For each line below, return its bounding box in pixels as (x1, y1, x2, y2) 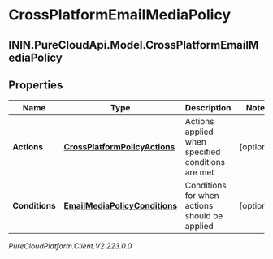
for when (184, 190, 219, 201)
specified (184, 146, 221, 158)
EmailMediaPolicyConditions (63, 201, 177, 212)
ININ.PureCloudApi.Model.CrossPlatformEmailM (8, 38, 259, 52)
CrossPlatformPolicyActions (63, 141, 175, 153)
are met (184, 166, 214, 178)
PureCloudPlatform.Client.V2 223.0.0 (8, 241, 132, 251)
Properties (8, 78, 63, 92)
